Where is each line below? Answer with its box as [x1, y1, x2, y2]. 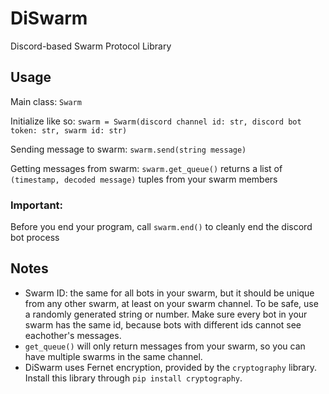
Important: [10, 198, 64, 212]
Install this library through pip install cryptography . [24, 372, 243, 384]
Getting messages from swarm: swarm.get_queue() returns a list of [10, 162, 283, 174]
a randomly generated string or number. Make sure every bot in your [24, 308, 308, 320]
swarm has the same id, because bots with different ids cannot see [24, 318, 302, 331]
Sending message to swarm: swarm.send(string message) [10, 143, 247, 155]
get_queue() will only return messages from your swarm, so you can [24, 340, 306, 352]
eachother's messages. [24, 329, 122, 341]
